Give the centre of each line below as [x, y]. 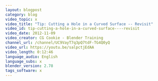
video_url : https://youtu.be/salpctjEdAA [50, 47]
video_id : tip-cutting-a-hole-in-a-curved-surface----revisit [72, 29]
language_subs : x [24, 61]
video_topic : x [21, 19]
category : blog [21, 15]
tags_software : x [24, 71]
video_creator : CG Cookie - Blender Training [54, 38]
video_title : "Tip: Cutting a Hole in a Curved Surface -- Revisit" [79, 24]
